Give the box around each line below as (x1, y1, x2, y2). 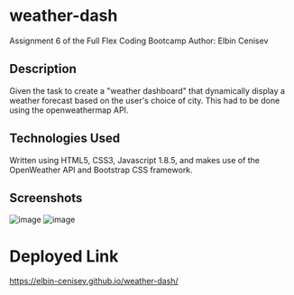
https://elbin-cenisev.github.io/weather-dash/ (9, 276, 179, 287)
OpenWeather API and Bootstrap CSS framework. (9, 164, 193, 175)
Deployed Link (9, 245, 119, 266)
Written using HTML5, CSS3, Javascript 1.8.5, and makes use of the (9, 154, 260, 165)
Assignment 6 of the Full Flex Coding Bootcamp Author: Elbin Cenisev (9, 35, 269, 46)
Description (9, 61, 77, 77)
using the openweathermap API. (9, 105, 129, 115)
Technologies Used (9, 131, 120, 146)
